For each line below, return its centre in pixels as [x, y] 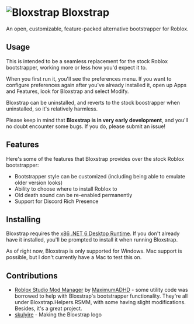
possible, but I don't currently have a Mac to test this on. [74, 257]
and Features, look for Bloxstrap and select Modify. [67, 91]
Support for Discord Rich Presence [56, 201]
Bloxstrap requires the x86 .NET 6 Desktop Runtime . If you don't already [93, 233]
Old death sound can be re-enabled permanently [73, 195]
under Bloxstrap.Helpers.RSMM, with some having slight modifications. [100, 302]
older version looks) [39, 182]
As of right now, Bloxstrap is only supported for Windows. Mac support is [94, 251]
